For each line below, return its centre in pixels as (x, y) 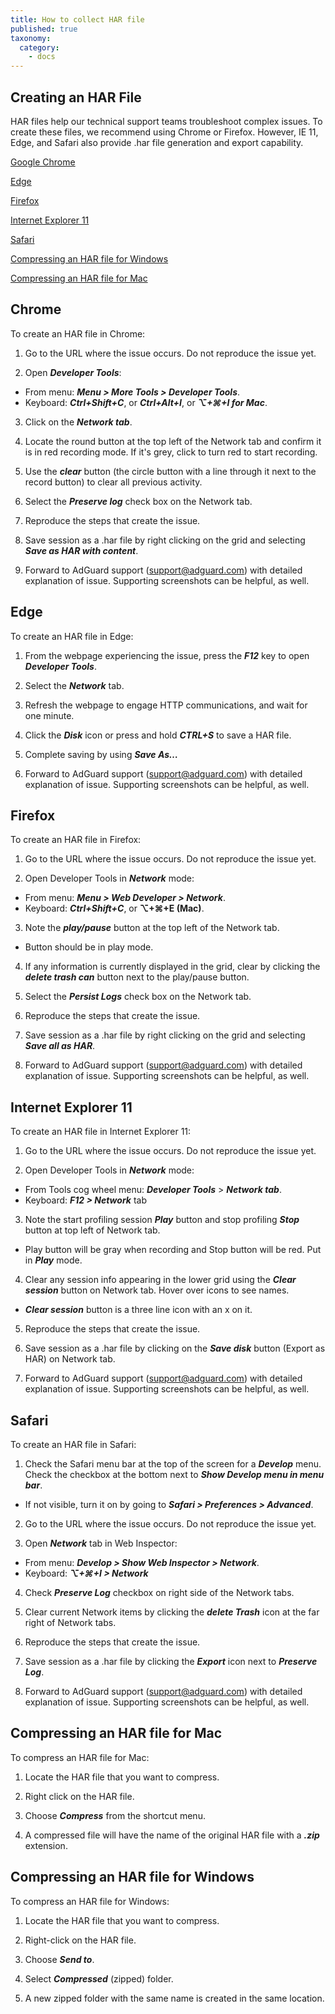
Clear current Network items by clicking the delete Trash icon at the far (172, 1612)
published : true (44, 29)
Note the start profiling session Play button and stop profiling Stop (162, 1220)
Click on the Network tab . (78, 422)
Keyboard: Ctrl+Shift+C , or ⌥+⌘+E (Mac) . (114, 908)
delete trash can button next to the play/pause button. (137, 977)
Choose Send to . (59, 1959)
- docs (42, 57)
